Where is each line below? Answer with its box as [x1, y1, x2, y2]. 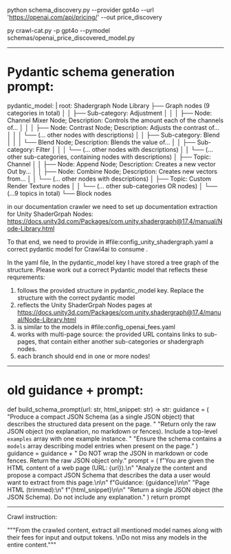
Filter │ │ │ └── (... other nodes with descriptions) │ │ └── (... [35, 145, 213, 153]
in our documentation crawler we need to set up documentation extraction [7, 202, 218, 210]
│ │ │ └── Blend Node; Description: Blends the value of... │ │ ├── [7, 137, 196, 146]
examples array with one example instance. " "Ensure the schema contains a [7, 434, 222, 443]
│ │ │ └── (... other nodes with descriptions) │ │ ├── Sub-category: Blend [7, 131, 220, 139]
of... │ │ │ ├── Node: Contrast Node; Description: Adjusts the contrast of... [7, 123, 220, 131]
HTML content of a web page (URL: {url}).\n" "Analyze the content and [7, 463, 208, 472]
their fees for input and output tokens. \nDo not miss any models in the [7, 533, 208, 542]
